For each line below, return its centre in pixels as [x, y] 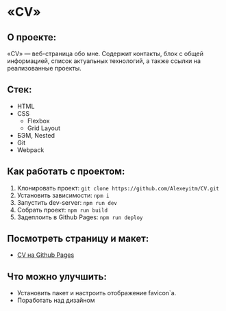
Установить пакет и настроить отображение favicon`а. [97, 293]
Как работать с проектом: [66, 172]
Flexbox [38, 121]
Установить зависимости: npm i [63, 195]
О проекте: [32, 37]
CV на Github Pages [46, 255]
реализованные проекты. [44, 68]
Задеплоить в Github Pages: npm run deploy [80, 217]
